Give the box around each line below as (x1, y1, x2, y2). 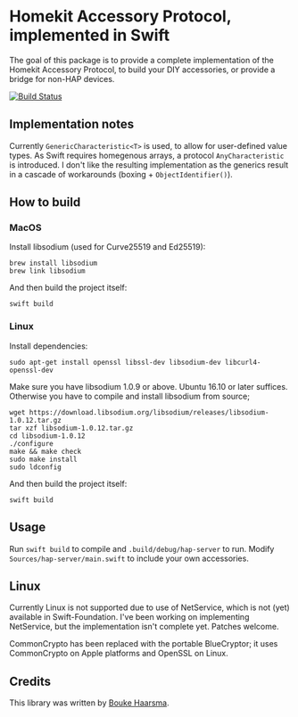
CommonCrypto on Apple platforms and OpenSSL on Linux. (9, 648, 229, 659)
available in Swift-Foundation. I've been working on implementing (9, 612, 250, 622)
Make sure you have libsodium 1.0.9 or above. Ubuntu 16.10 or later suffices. (9, 381, 288, 391)
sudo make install (9, 455, 78, 464)
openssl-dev (9, 366, 54, 375)
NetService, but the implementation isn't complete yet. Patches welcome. (9, 622, 279, 632)
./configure (9, 439, 54, 448)
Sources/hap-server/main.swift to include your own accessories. (9, 553, 250, 564)
